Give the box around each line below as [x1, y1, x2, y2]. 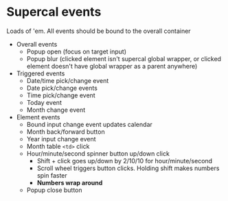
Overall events [16, 40, 58, 48]
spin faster [36, 171, 68, 179]
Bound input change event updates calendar [26, 120, 152, 128]
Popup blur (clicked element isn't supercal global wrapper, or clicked [26, 54, 221, 62]
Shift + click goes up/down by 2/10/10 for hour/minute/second [36, 156, 213, 165]
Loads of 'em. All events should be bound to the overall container [6, 27, 191, 35]
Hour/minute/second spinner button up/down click [26, 149, 170, 158]
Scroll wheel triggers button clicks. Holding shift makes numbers [36, 164, 220, 172]
